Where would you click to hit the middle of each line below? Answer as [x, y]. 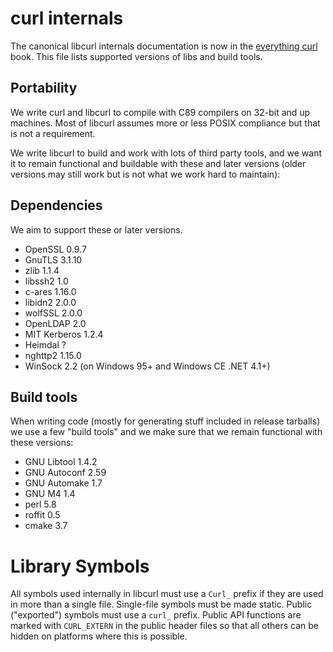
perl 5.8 [40, 504]
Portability [44, 88]
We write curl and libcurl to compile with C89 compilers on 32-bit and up [160, 112]
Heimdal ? [45, 344]
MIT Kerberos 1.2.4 [64, 334]
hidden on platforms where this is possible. [99, 636]
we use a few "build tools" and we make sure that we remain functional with [166, 432]
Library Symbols [80, 566]
